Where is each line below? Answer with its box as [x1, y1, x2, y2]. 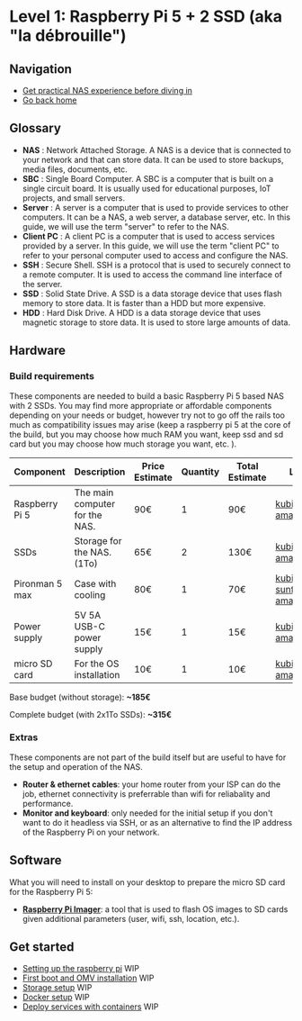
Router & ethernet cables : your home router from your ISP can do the [22, 779, 281, 790]
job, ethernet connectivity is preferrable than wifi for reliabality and [22, 788, 271, 799]
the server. [22, 278, 63, 289]
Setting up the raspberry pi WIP [22, 963, 140, 974]
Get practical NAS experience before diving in [22, 86, 193, 95]
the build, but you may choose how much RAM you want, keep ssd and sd [9, 429, 284, 439]
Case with [74, 577, 117, 590]
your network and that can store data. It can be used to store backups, [22, 154, 284, 165]
